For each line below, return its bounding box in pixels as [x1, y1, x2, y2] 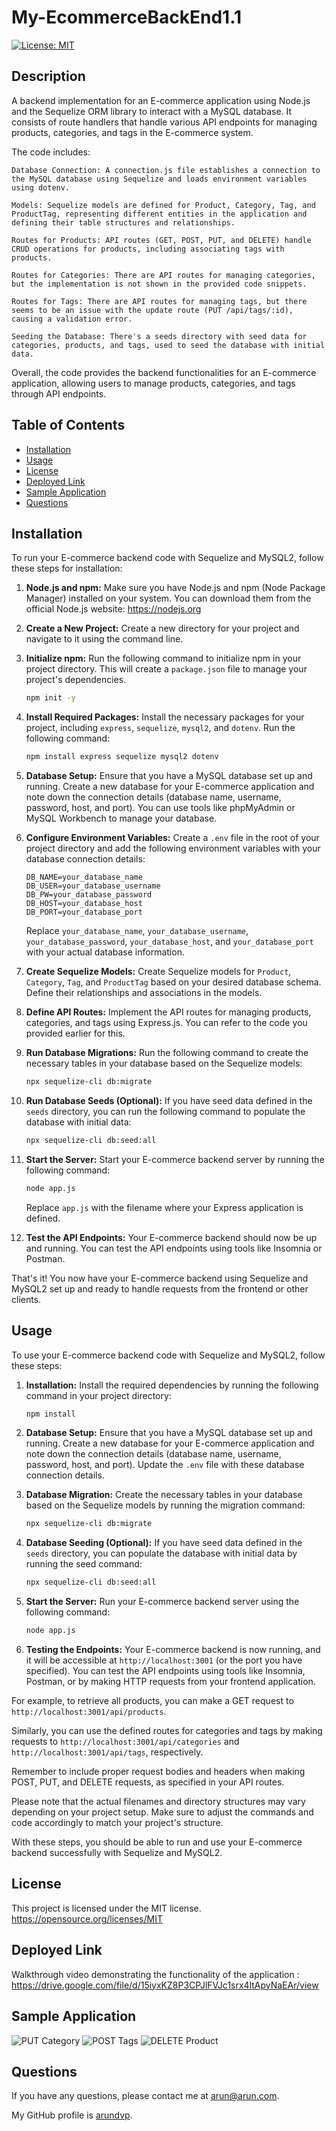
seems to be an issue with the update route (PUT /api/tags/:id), [11, 305, 294, 315]
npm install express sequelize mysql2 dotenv [25, 752, 219, 762]
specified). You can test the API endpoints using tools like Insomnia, [25, 1665, 306, 1677]
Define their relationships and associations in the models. [25, 987, 263, 999]
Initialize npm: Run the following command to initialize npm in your [25, 652, 302, 665]
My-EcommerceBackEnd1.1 [11, 6, 243, 29]
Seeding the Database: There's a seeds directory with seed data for [11, 331, 308, 341]
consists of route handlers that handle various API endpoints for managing [11, 116, 318, 128]
